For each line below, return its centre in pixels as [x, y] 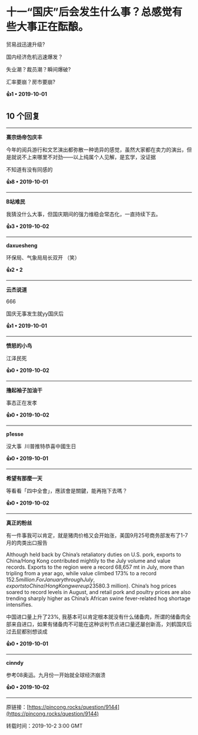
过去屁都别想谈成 [27, 631]
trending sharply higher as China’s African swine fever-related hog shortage [98, 598]
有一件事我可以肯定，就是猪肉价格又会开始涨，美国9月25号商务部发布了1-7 [97, 535]
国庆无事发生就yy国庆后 [35, 314]
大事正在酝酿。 [53, 27]
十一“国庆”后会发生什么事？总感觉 [89, 12]
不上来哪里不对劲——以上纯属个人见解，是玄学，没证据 [89, 157]
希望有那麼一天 [24, 478]
